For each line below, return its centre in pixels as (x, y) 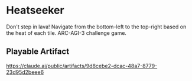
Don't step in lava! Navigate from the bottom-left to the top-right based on (96, 27)
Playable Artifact (38, 52)
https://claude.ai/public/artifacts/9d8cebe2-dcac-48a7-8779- (82, 66)
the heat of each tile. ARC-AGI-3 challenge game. (66, 33)
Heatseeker (35, 10)
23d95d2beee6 (25, 72)
